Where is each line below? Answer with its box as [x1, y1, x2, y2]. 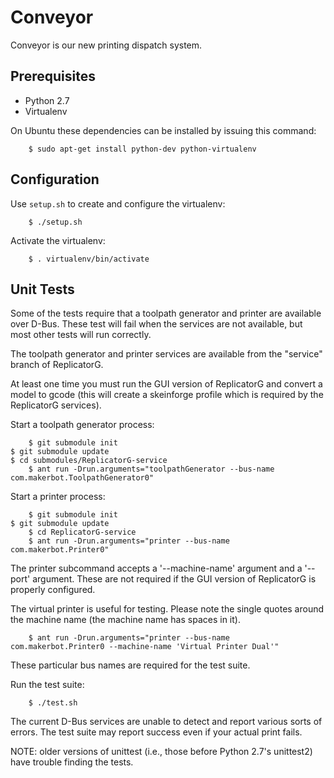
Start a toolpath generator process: [10, 419, 155, 431]
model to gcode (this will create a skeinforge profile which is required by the [10, 389, 324, 401]
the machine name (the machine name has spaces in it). [10, 614, 241, 626]
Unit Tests [10, 281, 75, 298]
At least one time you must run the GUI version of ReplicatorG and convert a [10, 378, 323, 390]
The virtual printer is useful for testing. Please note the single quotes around [10, 603, 325, 615]
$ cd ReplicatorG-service [28, 527, 137, 538]
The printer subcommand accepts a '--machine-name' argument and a [10, 562, 303, 575]
